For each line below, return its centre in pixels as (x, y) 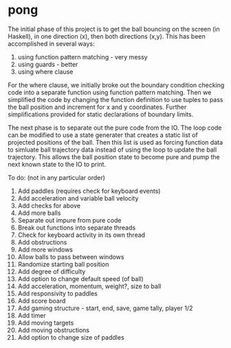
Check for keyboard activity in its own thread (81, 235)
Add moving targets (46, 323)
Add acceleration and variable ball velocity (78, 198)
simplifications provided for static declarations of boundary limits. (101, 114)
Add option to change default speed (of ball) (80, 278)
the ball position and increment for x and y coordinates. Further (97, 107)
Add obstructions (42, 242)
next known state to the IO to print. (57, 164)
